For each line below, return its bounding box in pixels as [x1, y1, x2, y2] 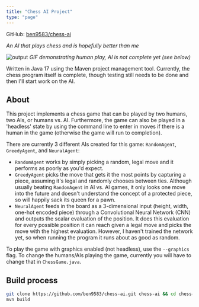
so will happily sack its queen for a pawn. [14, 196, 115, 203]
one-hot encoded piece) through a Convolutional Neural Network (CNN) [14, 209, 191, 216]
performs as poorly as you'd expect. [14, 165, 104, 172]
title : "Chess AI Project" [6, 8, 73, 15]
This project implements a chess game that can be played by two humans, [6, 110, 188, 117]
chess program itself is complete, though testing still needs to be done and [6, 71, 189, 78]
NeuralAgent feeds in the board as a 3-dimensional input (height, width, [14, 203, 188, 210]
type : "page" [6, 14, 38, 20]
